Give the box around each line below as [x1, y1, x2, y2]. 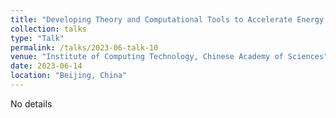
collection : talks [10, 24, 87, 34]
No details [10, 97, 53, 110]
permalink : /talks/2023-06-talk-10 [10, 42, 159, 53]
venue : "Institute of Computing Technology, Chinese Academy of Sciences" [10, 52, 329, 62]
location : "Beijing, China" [10, 71, 128, 81]
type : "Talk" [10, 33, 65, 43]
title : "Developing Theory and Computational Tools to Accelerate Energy [10, 14, 325, 25]
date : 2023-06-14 [10, 61, 83, 71]
